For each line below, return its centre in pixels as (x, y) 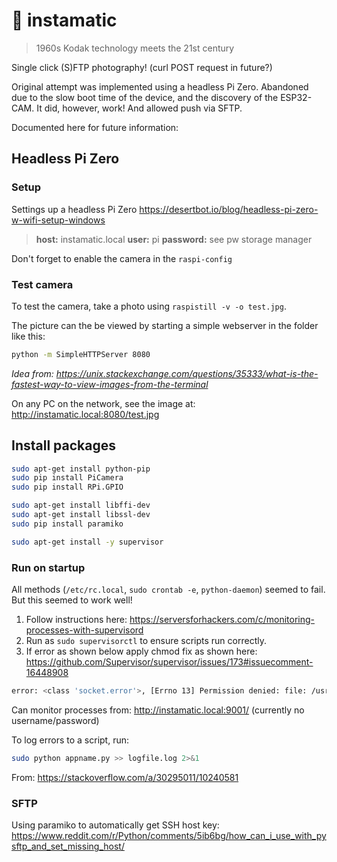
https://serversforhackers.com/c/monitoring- (222, 620)
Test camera (42, 284)
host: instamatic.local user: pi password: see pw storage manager (174, 239)
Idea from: (32, 373)
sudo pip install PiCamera (67, 478)
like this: (28, 336)
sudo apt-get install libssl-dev (81, 515)
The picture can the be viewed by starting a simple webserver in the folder (165, 325)
